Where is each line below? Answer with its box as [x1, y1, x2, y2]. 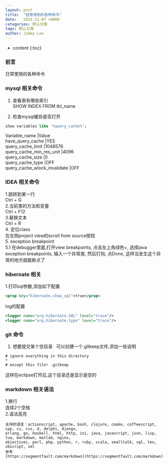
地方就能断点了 [14, 257, 45, 263]
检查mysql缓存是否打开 [12, 113, 61, 120]
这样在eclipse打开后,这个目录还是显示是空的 [5, 372, 97, 378]
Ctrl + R [5, 220, 21, 226]
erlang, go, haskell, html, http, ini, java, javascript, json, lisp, [5, 431, 157, 436]
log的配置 [5, 303, 25, 309]
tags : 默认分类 [5, 26, 34, 31]
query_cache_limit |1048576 [5, 143, 64, 149]
